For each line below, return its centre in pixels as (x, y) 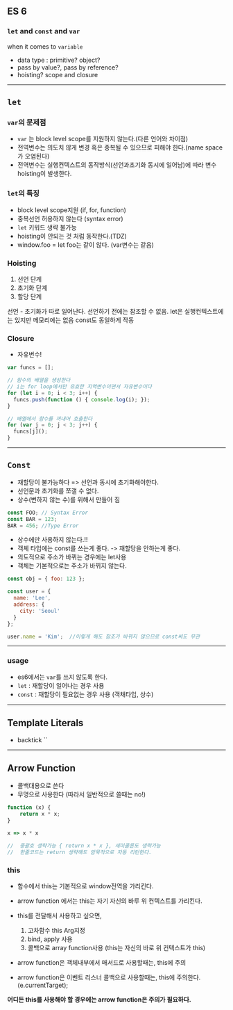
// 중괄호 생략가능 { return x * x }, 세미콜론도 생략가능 (84, 845)
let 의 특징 (24, 193)
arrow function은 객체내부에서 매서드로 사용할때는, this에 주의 (102, 962)
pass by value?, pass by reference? (68, 67)
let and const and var (44, 31)
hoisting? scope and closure (58, 74)
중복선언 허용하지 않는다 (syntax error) (70, 218)
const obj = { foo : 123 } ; (46, 579)
